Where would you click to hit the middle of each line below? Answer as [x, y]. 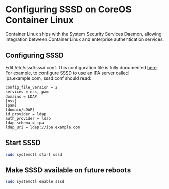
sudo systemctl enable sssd [35, 182]
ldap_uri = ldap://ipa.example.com [43, 127]
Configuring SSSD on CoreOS [68, 9]
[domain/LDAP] [20, 110]
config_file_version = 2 [31, 87]
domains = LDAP [21, 96]
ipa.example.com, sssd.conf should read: [48, 78]
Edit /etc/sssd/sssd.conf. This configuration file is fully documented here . [82, 67]
